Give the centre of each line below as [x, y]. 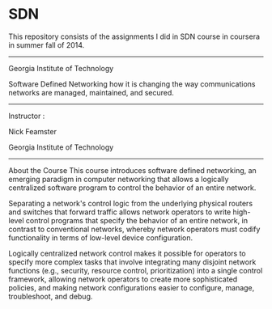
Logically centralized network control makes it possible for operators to [127, 253]
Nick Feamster [32, 131]
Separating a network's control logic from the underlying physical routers [131, 203]
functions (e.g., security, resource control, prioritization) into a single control [136, 270]
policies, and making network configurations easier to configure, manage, [132, 287]
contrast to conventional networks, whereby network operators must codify [134, 229]
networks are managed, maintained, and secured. [91, 92]
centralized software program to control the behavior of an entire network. [132, 188]
